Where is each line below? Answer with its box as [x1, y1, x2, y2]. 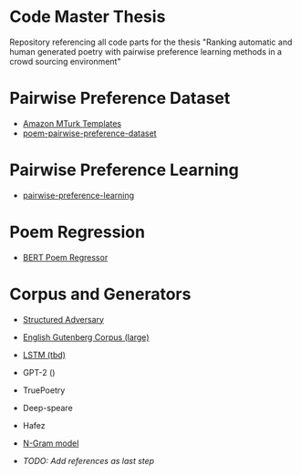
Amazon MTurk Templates [22, 118, 121, 129]
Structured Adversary [22, 314, 105, 325]
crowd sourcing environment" [9, 56, 121, 67]
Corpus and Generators [9, 284, 192, 305]
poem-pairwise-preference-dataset [22, 128, 157, 139]
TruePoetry [22, 385, 66, 396]
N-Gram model [22, 438, 79, 449]
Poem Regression [9, 222, 146, 243]
